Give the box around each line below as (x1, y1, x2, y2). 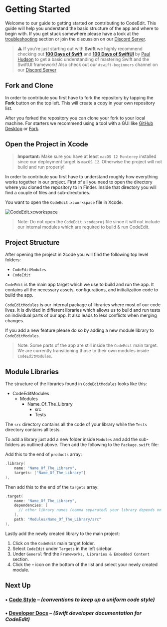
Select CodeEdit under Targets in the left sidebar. (12, 546, 113, 552)
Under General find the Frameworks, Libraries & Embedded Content (12, 551, 150, 557)
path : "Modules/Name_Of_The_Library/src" (14, 517, 101, 522)
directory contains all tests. (5, 427, 61, 433)
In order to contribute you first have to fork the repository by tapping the (5, 94, 154, 100)
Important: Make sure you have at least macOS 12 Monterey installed (17, 153, 157, 159)
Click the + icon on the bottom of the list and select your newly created (12, 561, 158, 568)
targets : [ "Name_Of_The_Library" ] (14, 470, 86, 475)
